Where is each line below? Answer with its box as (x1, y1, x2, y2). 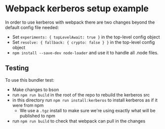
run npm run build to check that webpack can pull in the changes (12, 118, 146, 124)
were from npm (12, 102, 44, 108)
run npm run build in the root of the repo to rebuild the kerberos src (12, 92, 150, 97)
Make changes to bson (12, 87, 59, 93)
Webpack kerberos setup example (5, 3, 149, 14)
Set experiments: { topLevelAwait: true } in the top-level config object (12, 34, 160, 40)
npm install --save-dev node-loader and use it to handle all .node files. (12, 50, 159, 56)
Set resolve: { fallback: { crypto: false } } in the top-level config (12, 39, 155, 45)
